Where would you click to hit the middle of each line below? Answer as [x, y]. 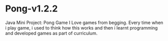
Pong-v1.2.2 [32, 9]
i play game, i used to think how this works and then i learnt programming [81, 27]
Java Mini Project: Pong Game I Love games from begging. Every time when [84, 22]
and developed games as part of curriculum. [51, 33]
